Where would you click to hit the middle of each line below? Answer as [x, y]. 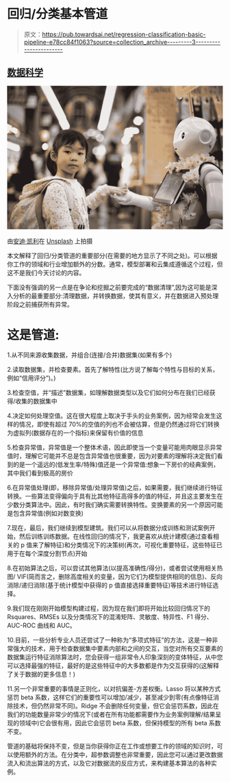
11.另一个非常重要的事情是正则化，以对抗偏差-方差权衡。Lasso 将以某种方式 [114, 689]
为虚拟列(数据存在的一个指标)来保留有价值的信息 [75, 433]
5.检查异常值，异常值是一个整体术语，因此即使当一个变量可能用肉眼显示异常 [115, 447]
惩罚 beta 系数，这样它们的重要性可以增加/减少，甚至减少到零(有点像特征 [110, 697]
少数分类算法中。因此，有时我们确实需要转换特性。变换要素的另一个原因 [109, 505]
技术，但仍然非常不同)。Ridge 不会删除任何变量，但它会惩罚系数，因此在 [116, 706]
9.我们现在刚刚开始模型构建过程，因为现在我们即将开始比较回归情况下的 [109, 608]
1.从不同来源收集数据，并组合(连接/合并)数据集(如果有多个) [90, 355]
